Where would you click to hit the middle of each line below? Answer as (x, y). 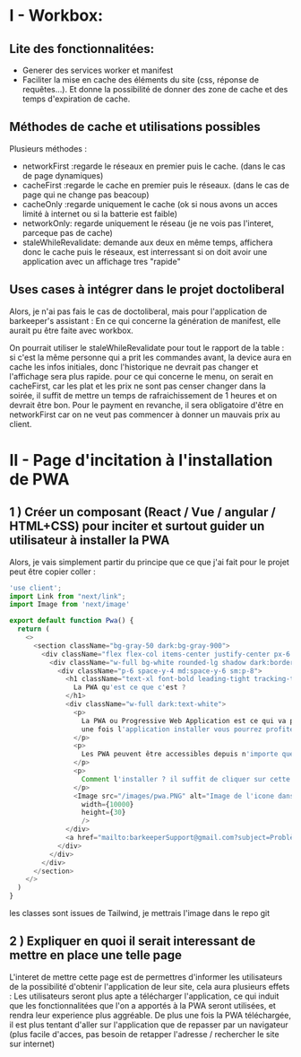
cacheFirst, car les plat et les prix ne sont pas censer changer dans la (138, 386)
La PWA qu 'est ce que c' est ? (129, 687)
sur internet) (32, 1044)
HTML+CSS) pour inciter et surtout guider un (137, 526)
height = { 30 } (103, 813)
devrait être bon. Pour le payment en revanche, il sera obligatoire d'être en (146, 405)
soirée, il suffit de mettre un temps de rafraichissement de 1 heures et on (143, 395)
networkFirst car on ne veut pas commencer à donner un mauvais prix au (145, 415)
